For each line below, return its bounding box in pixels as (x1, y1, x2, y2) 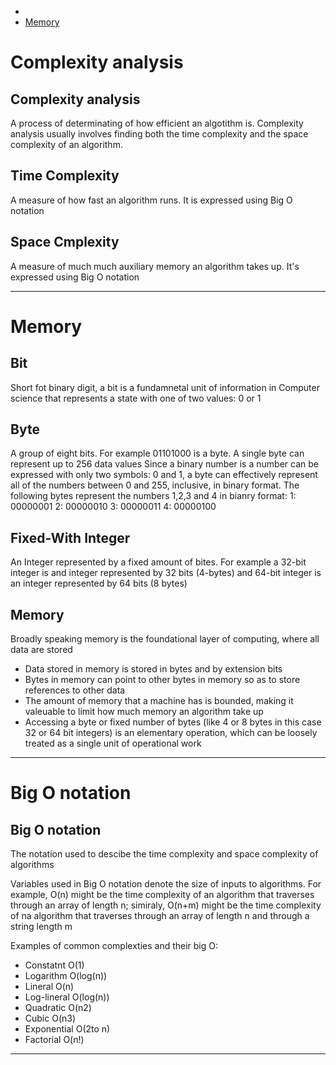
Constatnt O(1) (24, 959, 85, 971)
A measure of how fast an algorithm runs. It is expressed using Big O (10, 194, 293, 206)
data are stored (10, 644, 73, 656)
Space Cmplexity (10, 234, 120, 251)
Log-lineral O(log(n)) (24, 991, 110, 1003)
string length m (10, 921, 73, 933)
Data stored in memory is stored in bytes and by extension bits (24, 663, 283, 675)
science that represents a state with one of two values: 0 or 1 (10, 392, 262, 404)
